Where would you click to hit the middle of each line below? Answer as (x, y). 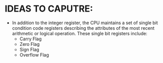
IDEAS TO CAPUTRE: (49, 9)
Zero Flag (30, 44)
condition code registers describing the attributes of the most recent (83, 28)
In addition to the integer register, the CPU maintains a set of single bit (85, 23)
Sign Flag (29, 49)
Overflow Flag (34, 55)
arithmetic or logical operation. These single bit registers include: (79, 33)
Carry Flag (31, 39)
